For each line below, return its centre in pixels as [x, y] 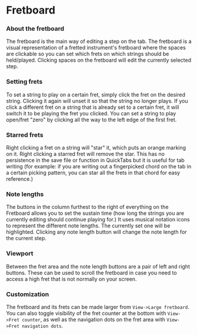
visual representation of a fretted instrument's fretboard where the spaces [96, 48]
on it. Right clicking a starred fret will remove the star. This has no [86, 154]
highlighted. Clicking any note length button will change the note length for [96, 232]
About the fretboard [35, 29]
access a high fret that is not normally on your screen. [71, 279]
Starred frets [25, 135]
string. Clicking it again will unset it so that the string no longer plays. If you [97, 101]
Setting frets [24, 82]
